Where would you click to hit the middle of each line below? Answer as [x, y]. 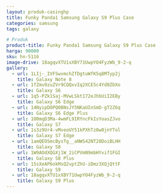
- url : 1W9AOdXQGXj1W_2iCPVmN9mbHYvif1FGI [66, 152]
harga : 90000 [23, 51]
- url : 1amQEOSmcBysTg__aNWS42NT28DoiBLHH [66, 141]
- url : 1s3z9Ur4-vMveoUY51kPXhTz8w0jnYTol [66, 130]
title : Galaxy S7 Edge [46, 136]
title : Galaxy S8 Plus [46, 158]
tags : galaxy [23, 29]
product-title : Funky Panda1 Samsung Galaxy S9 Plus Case [81, 46]
